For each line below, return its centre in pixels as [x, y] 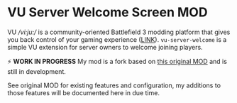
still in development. [37, 71]
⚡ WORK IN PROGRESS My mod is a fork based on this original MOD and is [117, 61]
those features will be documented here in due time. [83, 92]
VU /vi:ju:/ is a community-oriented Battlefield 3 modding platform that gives [119, 32]
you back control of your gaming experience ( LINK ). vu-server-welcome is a [117, 39]
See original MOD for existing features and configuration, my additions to [114, 85]
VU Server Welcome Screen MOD [108, 12]
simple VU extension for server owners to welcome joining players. [105, 47]
